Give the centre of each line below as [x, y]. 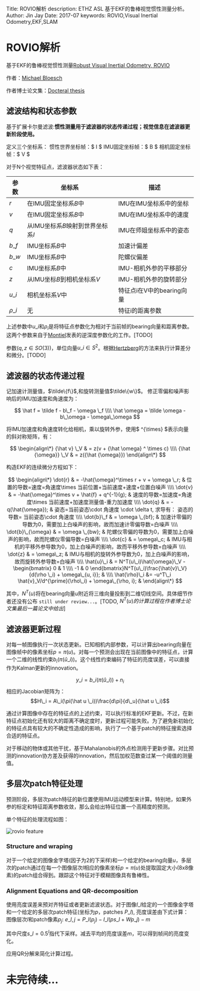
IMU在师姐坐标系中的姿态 [154, 230]
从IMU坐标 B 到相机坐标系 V [63, 279]
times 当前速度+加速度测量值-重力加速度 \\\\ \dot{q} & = [101, 502]
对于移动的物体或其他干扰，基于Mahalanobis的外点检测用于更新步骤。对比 [97, 748]
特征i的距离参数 [140, 310]
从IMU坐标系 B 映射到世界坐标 [67, 226]
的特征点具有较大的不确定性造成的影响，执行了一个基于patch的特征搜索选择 [99, 728]
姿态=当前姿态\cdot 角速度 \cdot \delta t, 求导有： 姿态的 [124, 509]
